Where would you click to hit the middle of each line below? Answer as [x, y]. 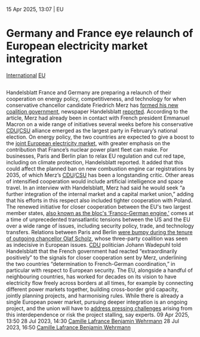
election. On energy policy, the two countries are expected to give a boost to [100, 137]
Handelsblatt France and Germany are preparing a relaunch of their [89, 93]
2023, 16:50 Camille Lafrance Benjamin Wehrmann [69, 327]
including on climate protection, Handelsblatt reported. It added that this [95, 163]
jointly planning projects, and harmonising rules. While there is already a [95, 296]
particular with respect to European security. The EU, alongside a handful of [99, 270]
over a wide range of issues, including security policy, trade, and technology [100, 226]
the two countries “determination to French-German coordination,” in [91, 264]
